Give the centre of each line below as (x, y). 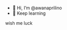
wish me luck (19, 23)
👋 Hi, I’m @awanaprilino (37, 8)
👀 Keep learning (29, 13)
